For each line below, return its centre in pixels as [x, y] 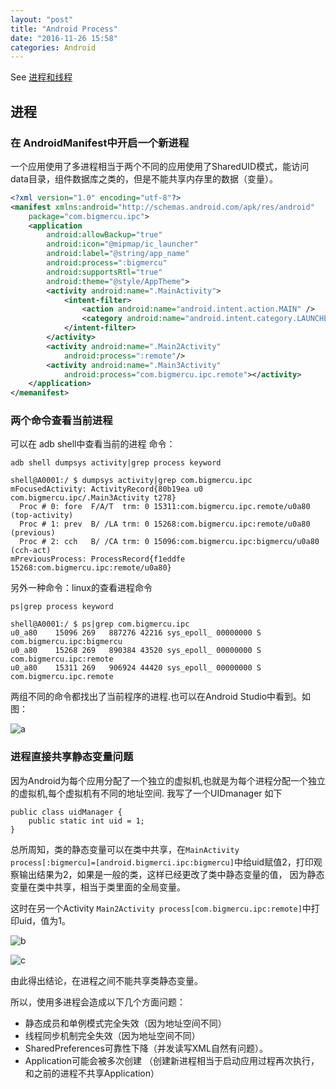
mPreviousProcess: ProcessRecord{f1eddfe [98, 559]
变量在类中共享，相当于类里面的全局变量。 [98, 887]
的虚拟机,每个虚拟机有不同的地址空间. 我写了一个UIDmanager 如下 [146, 793]
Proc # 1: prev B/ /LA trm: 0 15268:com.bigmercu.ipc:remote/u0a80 [165, 524]
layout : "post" [42, 19]
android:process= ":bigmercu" [107, 263]
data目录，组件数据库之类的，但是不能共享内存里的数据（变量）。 [144, 178]
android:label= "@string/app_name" [118, 254]
